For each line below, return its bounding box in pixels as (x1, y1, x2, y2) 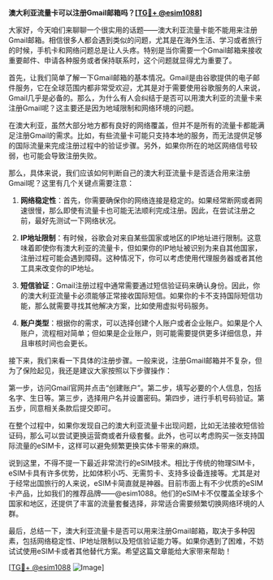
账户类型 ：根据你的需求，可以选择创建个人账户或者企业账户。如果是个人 (19, 318, 262, 328)
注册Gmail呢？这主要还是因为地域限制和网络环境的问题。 (8, 103, 199, 113)
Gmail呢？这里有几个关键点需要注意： (8, 178, 135, 187)
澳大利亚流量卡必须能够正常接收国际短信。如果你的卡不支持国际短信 (27, 291, 256, 300)
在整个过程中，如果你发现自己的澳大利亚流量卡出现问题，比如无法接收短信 (8, 421, 258, 430)
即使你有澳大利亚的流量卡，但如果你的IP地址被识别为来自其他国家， (34, 243, 262, 252)
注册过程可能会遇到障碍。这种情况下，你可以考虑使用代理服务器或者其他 (19, 253, 262, 263)
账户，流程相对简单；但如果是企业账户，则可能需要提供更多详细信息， (19, 329, 256, 337)
